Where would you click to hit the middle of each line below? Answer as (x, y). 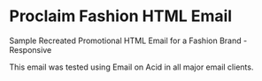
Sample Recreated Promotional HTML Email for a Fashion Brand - (128, 40)
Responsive (31, 49)
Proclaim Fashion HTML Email (121, 16)
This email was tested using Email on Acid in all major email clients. (131, 67)
